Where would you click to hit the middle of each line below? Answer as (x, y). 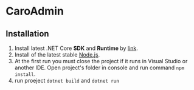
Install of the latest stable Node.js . (57, 55)
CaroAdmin (35, 11)
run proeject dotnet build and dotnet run (67, 81)
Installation (27, 34)
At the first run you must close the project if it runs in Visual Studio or (101, 61)
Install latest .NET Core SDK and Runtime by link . (76, 48)
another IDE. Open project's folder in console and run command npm (99, 67)
